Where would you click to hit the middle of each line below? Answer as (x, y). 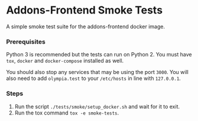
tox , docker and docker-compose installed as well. (65, 61)
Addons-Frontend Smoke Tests (85, 10)
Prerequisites (26, 42)
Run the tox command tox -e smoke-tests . (67, 113)
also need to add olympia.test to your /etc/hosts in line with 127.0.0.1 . (94, 78)
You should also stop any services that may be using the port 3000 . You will (98, 72)
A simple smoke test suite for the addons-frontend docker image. (86, 26)
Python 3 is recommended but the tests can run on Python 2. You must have (99, 55)
